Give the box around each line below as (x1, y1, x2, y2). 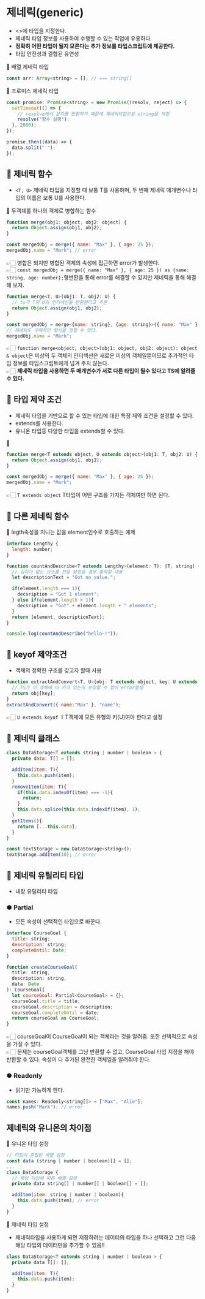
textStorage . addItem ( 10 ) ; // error (6, 852, 97, 858)
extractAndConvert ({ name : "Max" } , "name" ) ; (6, 702, 121, 708)
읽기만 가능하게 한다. (15, 1086, 65, 1094)
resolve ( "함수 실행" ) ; (17, 116, 70, 123)
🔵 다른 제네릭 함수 (6, 511, 69, 521)
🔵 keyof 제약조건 (6, 649, 67, 659)
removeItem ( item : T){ (12, 784, 67, 790)
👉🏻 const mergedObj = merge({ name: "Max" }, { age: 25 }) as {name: (6, 266, 190, 273)
